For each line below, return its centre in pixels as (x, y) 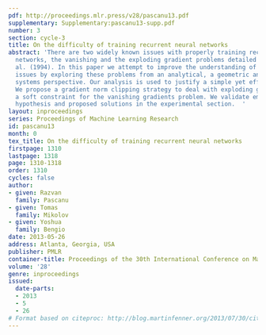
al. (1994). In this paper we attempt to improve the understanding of (136, 67)
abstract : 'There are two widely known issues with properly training (127, 52)
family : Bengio (40, 230)
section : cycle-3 (37, 38)
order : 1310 (28, 171)
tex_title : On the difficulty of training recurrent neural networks (125, 141)
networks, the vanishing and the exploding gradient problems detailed (136, 60)
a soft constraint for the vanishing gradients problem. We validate (132, 97)
